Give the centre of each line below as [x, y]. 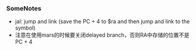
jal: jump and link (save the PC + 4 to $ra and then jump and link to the [102, 22]
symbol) [25, 28]
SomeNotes [24, 8]
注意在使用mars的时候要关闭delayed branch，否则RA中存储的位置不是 [102, 35]
